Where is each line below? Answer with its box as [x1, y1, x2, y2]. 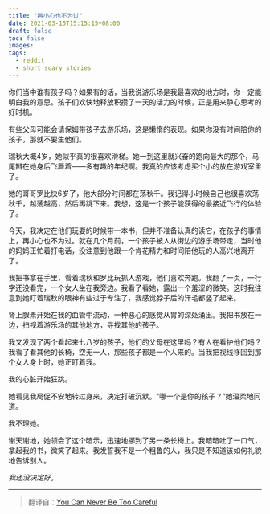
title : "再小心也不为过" [8, 11, 83, 20]
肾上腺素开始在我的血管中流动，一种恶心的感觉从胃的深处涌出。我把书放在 [8, 310, 255, 320]
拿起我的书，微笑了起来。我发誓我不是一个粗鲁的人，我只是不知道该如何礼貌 [8, 445, 262, 455]
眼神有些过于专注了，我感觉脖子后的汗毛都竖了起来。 [63, 292, 241, 302]
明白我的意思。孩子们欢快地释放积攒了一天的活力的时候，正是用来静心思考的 [8, 97, 262, 107]
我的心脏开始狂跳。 [8, 374, 72, 384]
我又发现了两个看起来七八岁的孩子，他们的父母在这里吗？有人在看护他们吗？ [8, 337, 262, 346]
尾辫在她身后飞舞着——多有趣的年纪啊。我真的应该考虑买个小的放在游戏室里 [8, 161, 262, 171]
